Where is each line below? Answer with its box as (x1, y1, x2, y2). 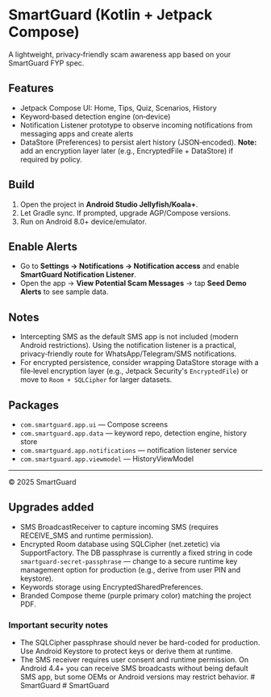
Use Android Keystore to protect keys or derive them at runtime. (19, 646, 233, 656)
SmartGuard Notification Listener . (19, 270, 137, 279)
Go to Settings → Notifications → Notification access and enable (19, 261, 240, 271)
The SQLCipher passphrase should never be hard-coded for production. (19, 638, 261, 648)
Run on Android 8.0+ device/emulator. (19, 216, 147, 226)
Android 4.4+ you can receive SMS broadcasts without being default (19, 664, 248, 674)
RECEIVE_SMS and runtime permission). (19, 531, 154, 540)
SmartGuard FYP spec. (8, 58, 85, 68)
